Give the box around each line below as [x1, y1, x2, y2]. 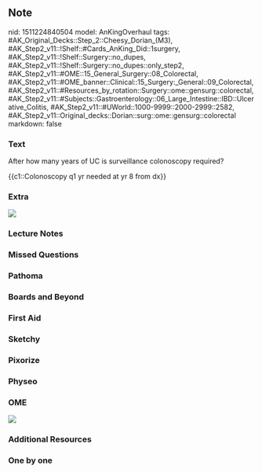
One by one [8, 455, 53, 466]
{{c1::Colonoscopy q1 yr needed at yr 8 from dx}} [8, 172, 167, 181]
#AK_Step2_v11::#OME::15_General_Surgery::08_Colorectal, [8, 68, 198, 78]
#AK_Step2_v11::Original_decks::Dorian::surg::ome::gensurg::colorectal [8, 110, 237, 120]
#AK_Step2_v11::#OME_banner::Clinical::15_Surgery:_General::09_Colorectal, [8, 77, 254, 86]
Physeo [8, 376, 38, 387]
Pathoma [8, 270, 43, 281]
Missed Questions [8, 249, 79, 260]
